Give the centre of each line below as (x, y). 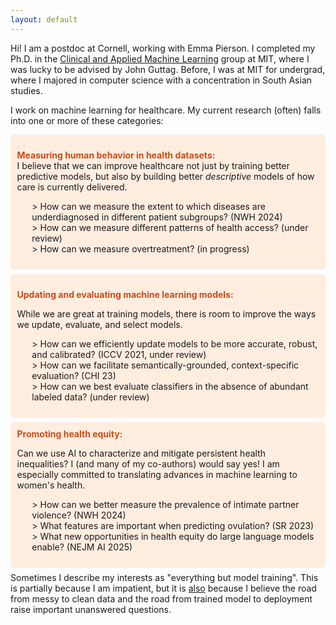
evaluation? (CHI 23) (74, 376)
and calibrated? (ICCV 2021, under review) (119, 355)
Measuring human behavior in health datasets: (116, 155)
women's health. (51, 485)
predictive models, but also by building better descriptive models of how (165, 177)
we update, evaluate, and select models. (99, 325)
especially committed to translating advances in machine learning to (157, 475)
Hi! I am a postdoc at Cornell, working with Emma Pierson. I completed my (163, 48)
